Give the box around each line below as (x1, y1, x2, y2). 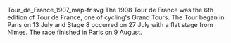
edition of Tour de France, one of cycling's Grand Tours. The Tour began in (7, 13, 225, 21)
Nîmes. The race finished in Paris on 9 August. (7, 28, 142, 36)
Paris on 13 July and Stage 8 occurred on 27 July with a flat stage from (7, 21, 213, 28)
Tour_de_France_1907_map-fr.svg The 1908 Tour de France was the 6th (7, 6, 214, 14)
